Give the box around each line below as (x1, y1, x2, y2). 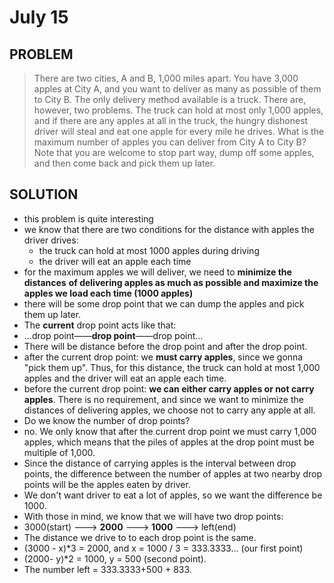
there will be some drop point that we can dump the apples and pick (23, 297, 305, 310)
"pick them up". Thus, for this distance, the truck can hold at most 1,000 (23, 361, 321, 373)
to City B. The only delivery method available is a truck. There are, (33, 94, 307, 105)
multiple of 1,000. (23, 446, 96, 458)
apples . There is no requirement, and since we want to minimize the (23, 393, 304, 405)
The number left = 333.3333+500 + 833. (23, 563, 192, 575)
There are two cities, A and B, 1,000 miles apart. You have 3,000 (33, 72, 299, 84)
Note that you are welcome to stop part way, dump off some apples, (33, 147, 315, 158)
